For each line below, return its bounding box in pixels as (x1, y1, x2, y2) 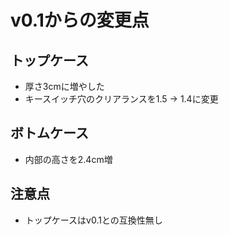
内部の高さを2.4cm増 (24, 153, 113, 165)
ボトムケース (10, 125, 89, 142)
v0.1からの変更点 (10, 9, 150, 32)
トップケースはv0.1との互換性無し (24, 214, 163, 226)
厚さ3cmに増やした (24, 81, 105, 92)
